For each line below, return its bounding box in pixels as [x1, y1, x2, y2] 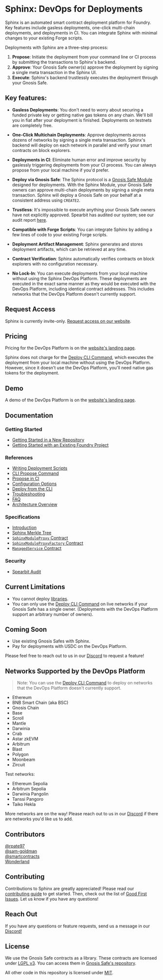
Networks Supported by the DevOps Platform [5, 667, 145, 675]
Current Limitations [5, 583, 66, 591]
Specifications [5, 514, 40, 521]
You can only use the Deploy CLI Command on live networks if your [12, 601, 147, 607]
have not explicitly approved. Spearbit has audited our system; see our [12, 212, 154, 218]
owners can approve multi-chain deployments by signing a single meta [12, 187, 154, 193]
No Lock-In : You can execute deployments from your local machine [12, 270, 147, 276]
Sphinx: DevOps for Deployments [5, 3, 143, 15]
